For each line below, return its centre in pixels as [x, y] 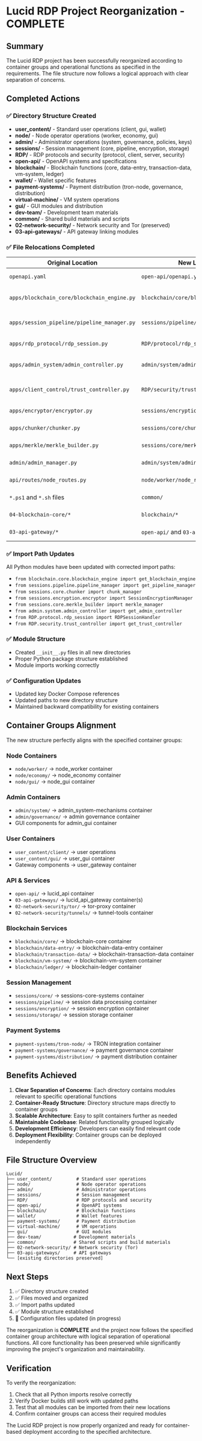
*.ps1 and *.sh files [37, 497]
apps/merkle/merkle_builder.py [54, 445]
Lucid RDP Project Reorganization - [96, 11]
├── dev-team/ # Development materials [71, 1237]
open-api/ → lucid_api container [54, 893]
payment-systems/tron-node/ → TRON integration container [88, 1043]
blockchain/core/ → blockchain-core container [73, 941]
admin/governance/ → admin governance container [77, 817]
